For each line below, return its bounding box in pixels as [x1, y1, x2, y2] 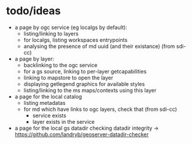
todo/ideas [6, 4, 61, 18]
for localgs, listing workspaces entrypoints [23, 36, 128, 43]
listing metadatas [23, 99, 66, 106]
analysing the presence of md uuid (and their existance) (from [23, 43, 175, 50]
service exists [32, 111, 66, 119]
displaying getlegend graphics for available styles [23, 80, 145, 87]
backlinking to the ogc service [23, 61, 98, 69]
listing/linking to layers [23, 30, 79, 37]
